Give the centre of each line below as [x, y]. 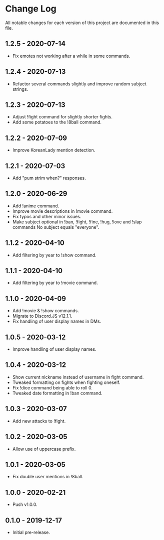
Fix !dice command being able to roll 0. [52, 387]
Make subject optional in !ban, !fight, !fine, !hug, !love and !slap [77, 222]
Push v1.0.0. [25, 504]
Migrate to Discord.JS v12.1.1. [42, 316]
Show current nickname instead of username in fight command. [78, 377]
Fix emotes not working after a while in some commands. [71, 56]
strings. [20, 89]
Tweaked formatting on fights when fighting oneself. [66, 382]
